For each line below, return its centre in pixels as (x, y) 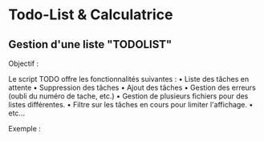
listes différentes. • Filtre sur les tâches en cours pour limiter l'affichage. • (131, 105)
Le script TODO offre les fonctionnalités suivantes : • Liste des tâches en (129, 79)
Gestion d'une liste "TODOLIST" (90, 44)
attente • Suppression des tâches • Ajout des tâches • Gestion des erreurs (132, 87)
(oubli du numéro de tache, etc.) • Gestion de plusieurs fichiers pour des (128, 96)
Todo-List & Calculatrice (91, 15)
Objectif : (23, 63)
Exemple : (25, 129)
